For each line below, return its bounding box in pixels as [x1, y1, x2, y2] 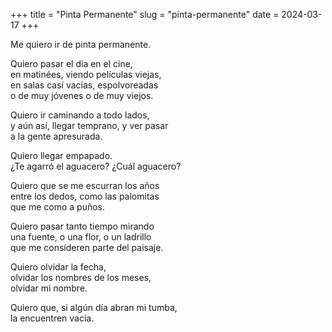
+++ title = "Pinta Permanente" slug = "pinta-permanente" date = [10, 9, 280, 20]
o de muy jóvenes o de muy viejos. [10, 90, 154, 101]
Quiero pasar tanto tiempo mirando [10, 220, 155, 232]
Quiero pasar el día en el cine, [10, 58, 133, 69]
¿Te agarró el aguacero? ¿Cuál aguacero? [10, 160, 182, 172]
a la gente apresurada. [10, 130, 103, 142]
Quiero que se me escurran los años [10, 180, 160, 191]
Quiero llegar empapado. [10, 150, 113, 161]
